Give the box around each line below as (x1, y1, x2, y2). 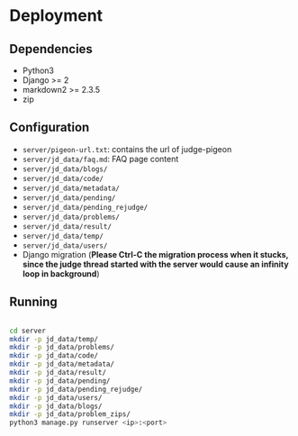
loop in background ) (22, 268, 101, 279)
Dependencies (9, 41, 93, 57)
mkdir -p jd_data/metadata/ (9, 359, 115, 369)
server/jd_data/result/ (22, 222, 113, 231)
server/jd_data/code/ (22, 174, 104, 183)
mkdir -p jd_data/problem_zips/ (9, 410, 131, 419)
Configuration (9, 120, 90, 135)
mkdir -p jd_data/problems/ (9, 343, 115, 352)
